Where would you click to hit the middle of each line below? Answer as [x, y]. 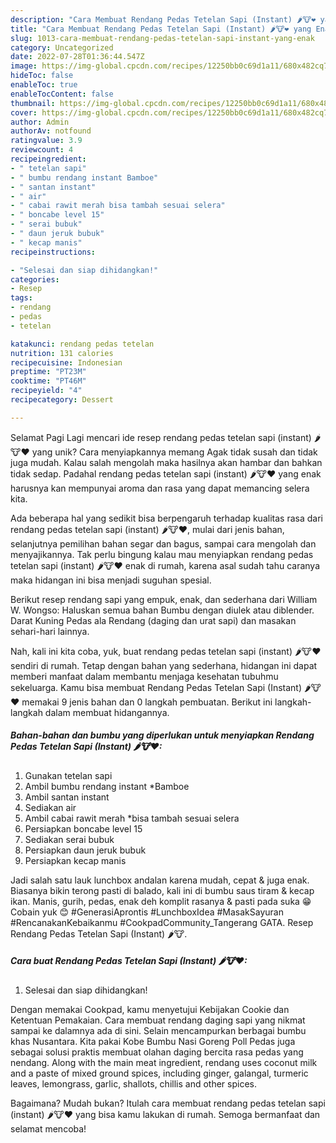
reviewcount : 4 [42, 150]
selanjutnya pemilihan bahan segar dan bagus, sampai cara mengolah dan [163, 543]
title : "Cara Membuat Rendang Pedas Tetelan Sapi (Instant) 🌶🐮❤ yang [161, 29]
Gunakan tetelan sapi [68, 775]
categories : [35, 279]
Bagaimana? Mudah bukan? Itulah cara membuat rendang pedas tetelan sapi [168, 1103]
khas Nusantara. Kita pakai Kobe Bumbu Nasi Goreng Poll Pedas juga [153, 1041]
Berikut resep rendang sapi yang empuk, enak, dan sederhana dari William [164, 599]
